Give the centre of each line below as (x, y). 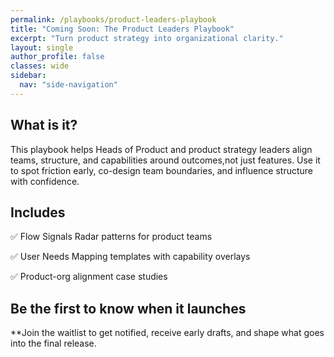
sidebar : (28, 76)
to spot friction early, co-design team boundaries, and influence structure (162, 170)
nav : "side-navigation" (68, 85)
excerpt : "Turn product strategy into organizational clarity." (147, 38)
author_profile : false (57, 57)
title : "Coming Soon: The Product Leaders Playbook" (122, 29)
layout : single (42, 47)
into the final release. (53, 343)
